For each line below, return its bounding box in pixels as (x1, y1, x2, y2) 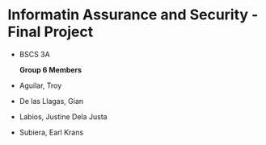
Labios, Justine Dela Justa (19, 111, 108, 122)
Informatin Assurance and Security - (7, 6, 259, 24)
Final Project (7, 23, 94, 41)
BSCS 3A (19, 49, 50, 59)
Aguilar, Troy (19, 81, 62, 90)
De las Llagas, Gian (19, 96, 84, 106)
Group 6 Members (19, 64, 82, 74)
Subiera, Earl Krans (19, 127, 84, 137)
